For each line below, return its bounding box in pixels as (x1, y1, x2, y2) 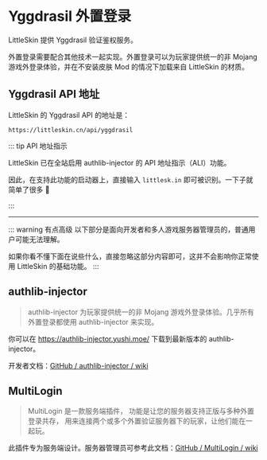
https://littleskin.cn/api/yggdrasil (8, 126, 133, 134)
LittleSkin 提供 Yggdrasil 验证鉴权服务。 (8, 35, 137, 45)
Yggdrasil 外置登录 (8, 7, 132, 25)
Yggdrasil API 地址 (8, 88, 100, 101)
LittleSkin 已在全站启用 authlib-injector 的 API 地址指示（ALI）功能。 (8, 158, 231, 167)
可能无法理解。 (14, 234, 64, 244)
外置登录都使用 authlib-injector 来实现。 (27, 317, 159, 326)
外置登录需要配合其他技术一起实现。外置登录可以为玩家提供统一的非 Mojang (8, 52, 258, 61)
